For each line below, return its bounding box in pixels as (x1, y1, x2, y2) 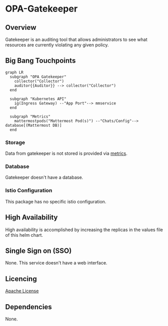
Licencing (5, 275, 37, 283)
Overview (5, 23, 37, 32)
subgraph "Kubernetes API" (10, 96, 67, 101)
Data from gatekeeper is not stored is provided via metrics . (5, 150, 128, 156)
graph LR (5, 70, 24, 75)
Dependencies (5, 302, 52, 311)
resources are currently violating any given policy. (5, 42, 109, 48)
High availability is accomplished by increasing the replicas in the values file (5, 227, 163, 233)
